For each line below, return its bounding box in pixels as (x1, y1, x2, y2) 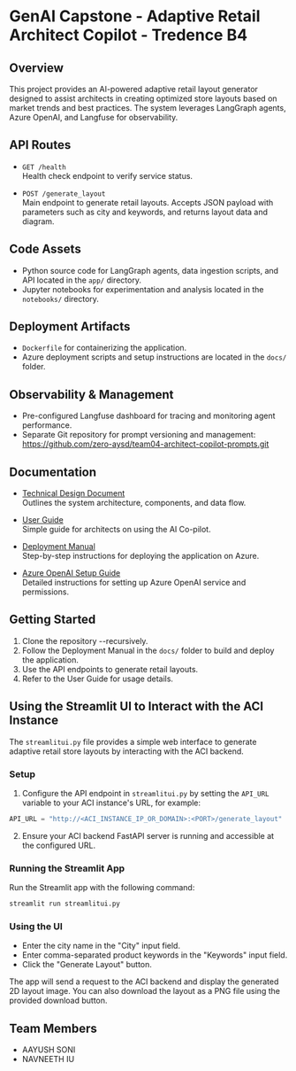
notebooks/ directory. (21, 293, 100, 304)
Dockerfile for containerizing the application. (21, 343, 187, 353)
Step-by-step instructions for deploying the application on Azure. (21, 551, 260, 562)
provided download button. (9, 995, 108, 1006)
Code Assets (9, 242, 81, 257)
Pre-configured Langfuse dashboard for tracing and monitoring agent (21, 410, 276, 422)
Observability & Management (9, 387, 174, 402)
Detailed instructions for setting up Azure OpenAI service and (21, 578, 247, 588)
